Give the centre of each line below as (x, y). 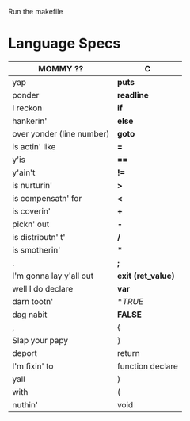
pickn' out (31, 224)
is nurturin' (32, 185)
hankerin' (30, 121)
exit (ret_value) (146, 276)
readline (133, 95)
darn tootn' (33, 301)
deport (25, 353)
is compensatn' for (47, 198)
